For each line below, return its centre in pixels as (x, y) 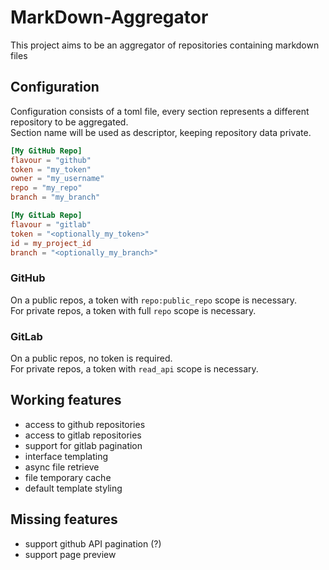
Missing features (64, 519)
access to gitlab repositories (83, 435)
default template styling (73, 488)
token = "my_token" (51, 169)
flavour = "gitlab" (51, 224)
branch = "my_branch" (55, 197)
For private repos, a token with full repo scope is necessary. (133, 310)
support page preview (70, 554)
